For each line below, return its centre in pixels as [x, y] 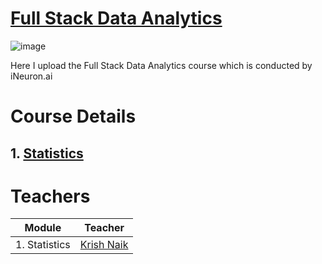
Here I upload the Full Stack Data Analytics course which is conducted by [161, 65]
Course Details [73, 116]
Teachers [50, 196]
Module [43, 228]
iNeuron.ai [31, 76]
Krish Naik [104, 245]
